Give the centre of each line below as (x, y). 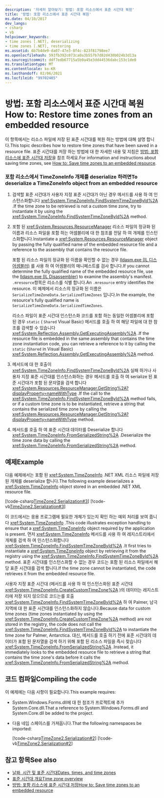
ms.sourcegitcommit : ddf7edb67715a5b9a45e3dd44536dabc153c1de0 (71, 60)
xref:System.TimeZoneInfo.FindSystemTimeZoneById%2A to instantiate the (81, 629)
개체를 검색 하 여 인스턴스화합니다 (37, 540)
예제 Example (24, 462)
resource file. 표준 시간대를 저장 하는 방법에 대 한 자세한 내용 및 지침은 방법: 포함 (82, 151)
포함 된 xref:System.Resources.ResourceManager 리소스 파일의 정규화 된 (84, 227)
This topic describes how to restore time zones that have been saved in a (84, 145)
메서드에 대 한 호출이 (32, 364)
